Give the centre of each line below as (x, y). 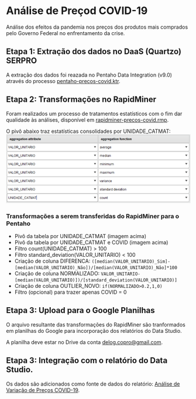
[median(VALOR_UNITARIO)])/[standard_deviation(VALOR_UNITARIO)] (96, 280)
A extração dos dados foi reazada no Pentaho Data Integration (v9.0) (89, 75)
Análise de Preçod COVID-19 (77, 11)
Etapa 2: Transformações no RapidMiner (81, 100)
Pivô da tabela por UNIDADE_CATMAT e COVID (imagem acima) (91, 243)
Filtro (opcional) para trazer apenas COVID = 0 (71, 292)
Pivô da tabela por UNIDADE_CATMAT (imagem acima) (80, 236)
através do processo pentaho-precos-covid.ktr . (63, 81)
